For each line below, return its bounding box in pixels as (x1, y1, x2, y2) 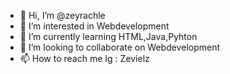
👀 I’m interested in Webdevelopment (19, 20, 170, 32)
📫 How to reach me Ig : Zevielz (19, 53, 150, 64)
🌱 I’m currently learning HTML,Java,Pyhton (19, 31, 198, 42)
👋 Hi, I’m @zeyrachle (19, 10, 106, 21)
